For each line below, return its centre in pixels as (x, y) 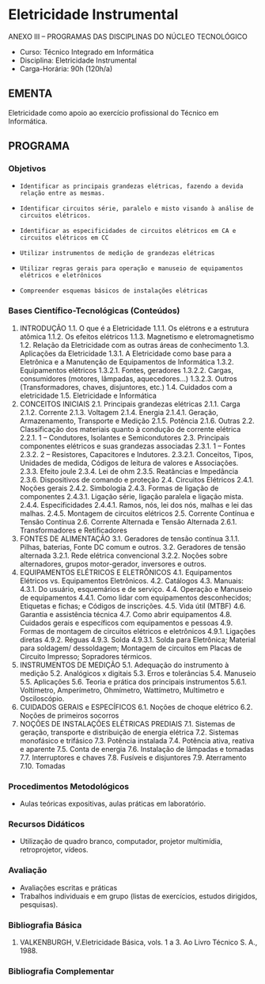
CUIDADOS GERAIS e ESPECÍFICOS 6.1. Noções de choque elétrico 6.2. (136, 707)
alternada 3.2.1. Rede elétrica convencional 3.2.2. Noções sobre (123, 555)
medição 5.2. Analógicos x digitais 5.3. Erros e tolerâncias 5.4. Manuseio (138, 673)
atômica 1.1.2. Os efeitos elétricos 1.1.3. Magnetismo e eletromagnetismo (137, 336)
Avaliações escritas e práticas (68, 887)
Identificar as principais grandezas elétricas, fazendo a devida (131, 187)
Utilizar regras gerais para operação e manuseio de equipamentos (131, 269)
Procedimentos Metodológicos (69, 786)
